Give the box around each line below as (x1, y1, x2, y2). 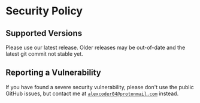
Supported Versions (5, 28, 82, 38)
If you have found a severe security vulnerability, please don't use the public (5, 83, 194, 90)
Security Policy (5, 4, 83, 18)
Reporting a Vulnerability (5, 68, 101, 78)
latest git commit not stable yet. (5, 50, 83, 57)
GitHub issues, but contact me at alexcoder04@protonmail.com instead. (5, 90, 179, 97)
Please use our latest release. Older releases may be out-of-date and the (5, 44, 186, 51)
